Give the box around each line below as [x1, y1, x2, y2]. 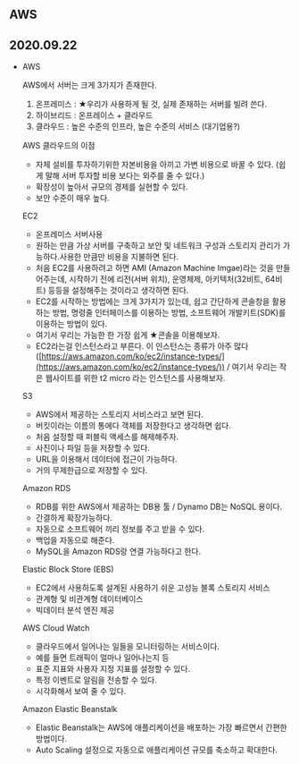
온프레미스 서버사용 [35, 229, 104, 240]
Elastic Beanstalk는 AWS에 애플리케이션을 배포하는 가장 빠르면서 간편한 [35, 722, 287, 733]
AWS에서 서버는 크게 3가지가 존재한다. [21, 80, 158, 90]
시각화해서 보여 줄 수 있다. [35, 686, 127, 697]
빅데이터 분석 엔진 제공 [35, 605, 115, 615]
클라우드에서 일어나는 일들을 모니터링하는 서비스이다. [35, 641, 220, 652]
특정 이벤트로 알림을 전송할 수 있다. [35, 675, 158, 685]
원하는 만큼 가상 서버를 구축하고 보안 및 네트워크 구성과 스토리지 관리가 [35, 241, 281, 251]
